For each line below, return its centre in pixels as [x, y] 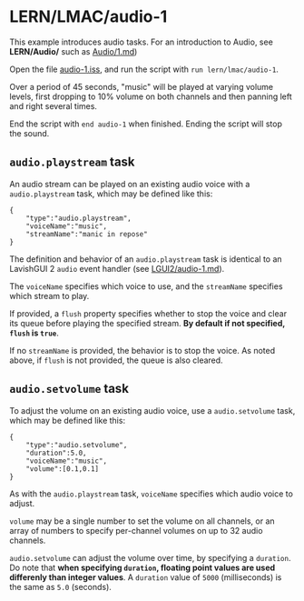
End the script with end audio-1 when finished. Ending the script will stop [146, 124]
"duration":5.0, [57, 453]
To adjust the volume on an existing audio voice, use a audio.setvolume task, [152, 410]
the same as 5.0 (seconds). [60, 586]
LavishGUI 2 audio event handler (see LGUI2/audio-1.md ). [117, 268]
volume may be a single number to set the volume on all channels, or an [142, 521]
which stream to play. [49, 295]
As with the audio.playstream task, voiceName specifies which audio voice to [151, 494]
